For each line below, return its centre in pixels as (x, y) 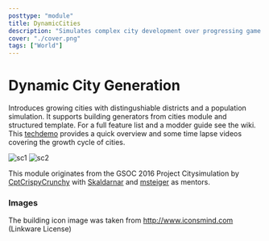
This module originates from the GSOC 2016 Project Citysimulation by (124, 173)
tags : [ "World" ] (35, 46)
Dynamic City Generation (95, 86)
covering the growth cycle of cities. (67, 143)
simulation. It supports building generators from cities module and (118, 117)
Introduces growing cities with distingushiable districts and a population (128, 108)
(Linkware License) (40, 229)
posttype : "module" (41, 16)
